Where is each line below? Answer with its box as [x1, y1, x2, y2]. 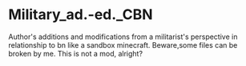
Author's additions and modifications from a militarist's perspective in [8, 32, 238, 41]
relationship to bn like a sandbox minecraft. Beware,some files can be [8, 40, 238, 49]
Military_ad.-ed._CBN [8, 6, 154, 24]
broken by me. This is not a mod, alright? [8, 49, 143, 58]
